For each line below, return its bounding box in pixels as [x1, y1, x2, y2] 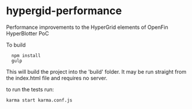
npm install [11, 52, 41, 58]
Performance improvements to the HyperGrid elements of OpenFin [6, 24, 168, 31]
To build [6, 41, 26, 48]
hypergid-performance [6, 4, 122, 18]
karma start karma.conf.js [6, 97, 73, 103]
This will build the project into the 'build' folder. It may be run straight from [6, 68, 187, 75]
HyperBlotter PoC [6, 29, 49, 37]
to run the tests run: [6, 85, 54, 93]
